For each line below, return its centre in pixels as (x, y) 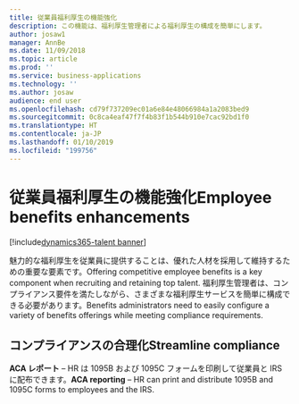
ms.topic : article (43, 59)
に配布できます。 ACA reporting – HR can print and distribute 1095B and (141, 380)
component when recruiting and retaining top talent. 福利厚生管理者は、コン (149, 282)
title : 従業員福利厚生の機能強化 (63, 17)
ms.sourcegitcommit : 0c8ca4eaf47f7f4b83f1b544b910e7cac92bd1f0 (129, 117)
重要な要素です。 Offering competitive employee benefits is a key (144, 271)
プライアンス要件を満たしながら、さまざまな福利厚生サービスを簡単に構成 (146, 294)
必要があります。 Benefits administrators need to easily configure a (147, 305)
